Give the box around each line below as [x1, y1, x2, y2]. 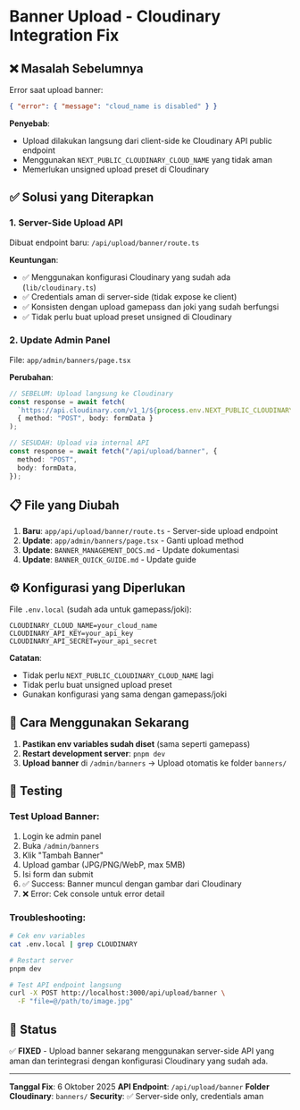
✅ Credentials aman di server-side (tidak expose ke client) [21, 291, 237, 301]
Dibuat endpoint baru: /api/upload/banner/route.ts [9, 237, 200, 248]
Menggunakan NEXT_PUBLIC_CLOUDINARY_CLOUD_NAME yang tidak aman [21, 154, 273, 165]
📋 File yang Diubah [9, 498, 120, 513]
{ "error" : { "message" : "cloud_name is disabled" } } [9, 102, 218, 111]
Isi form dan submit [21, 869, 94, 879]
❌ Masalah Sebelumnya [9, 61, 144, 76]
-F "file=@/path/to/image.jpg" [17, 997, 134, 1006]
